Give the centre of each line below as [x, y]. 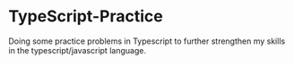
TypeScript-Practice [86, 16]
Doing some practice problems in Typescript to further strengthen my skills [147, 41]
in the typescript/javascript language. [78, 50]
